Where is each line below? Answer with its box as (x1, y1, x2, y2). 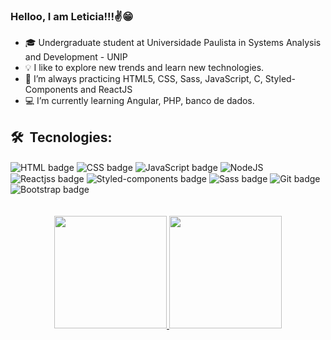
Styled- (264, 73, 297, 85)
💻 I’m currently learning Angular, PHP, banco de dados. (24, 95, 255, 107)
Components (24, 84, 79, 96)
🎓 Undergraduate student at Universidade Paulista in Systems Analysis (24, 37, 322, 49)
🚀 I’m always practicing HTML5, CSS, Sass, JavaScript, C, (24, 73, 263, 85)
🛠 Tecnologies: (10, 129, 113, 146)
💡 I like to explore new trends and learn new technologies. (24, 62, 265, 74)
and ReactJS (80, 84, 133, 96)
